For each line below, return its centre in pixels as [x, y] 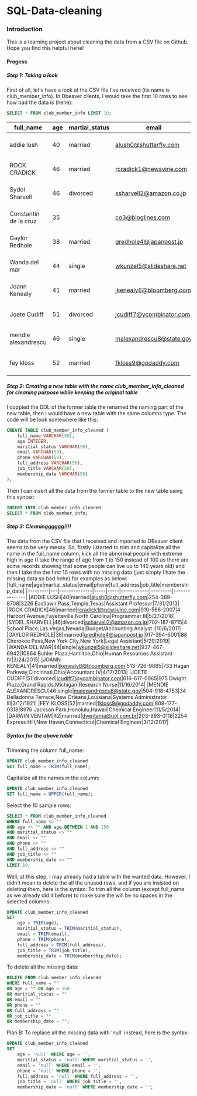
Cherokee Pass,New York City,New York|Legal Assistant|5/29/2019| [88, 641]
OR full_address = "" [33, 1011]
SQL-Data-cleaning [54, 11]
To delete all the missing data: [43, 967]
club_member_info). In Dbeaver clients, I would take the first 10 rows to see [97, 96]
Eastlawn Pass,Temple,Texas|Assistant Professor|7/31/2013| [107, 604]
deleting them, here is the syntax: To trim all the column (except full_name [96, 889]
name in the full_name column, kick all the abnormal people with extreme [95, 554]
